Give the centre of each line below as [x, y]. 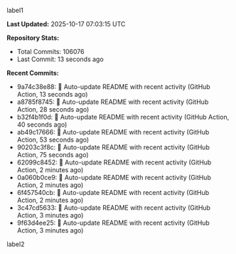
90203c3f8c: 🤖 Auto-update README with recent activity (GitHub [113, 147]
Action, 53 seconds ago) [53, 139]
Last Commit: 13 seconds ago [60, 59]
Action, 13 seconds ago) [52, 94]
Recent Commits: [33, 73]
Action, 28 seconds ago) [53, 109]
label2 [16, 244]
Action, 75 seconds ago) [53, 155]
